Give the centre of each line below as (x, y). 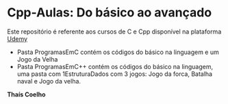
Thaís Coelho (26, 94)
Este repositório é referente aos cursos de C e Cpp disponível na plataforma (114, 31)
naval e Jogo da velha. (49, 81)
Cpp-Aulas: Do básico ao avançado (110, 13)
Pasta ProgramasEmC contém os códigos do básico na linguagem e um (118, 52)
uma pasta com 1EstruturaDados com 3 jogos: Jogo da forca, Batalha (115, 74)
